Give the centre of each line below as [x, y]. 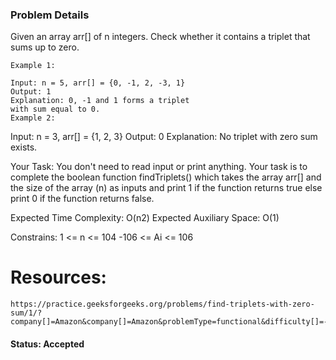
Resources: [58, 277]
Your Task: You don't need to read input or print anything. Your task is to [159, 167]
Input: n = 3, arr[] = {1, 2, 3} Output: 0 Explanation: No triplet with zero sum [164, 137]
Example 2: [33, 118]
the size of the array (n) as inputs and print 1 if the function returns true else [166, 188]
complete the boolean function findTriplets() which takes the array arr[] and [166, 177]
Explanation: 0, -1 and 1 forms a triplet [100, 101]
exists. [24, 147]
